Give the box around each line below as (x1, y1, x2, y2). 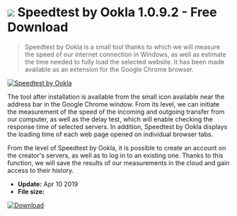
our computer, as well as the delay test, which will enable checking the (7, 114, 214, 124)
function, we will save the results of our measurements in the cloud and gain (7, 158, 230, 167)
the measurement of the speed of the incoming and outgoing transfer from (7, 107, 225, 116)
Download (7, 19, 69, 35)
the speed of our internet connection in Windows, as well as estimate (24, 50, 226, 59)
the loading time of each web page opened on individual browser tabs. (7, 130, 214, 138)
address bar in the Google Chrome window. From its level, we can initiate (7, 100, 220, 108)
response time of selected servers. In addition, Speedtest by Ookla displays (7, 122, 228, 131)
